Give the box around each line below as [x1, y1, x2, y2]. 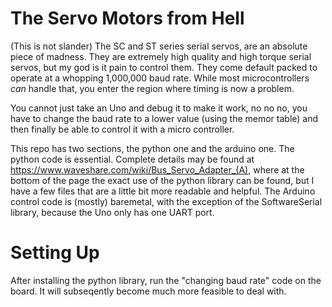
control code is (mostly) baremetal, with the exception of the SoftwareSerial [10, 195, 323, 207]
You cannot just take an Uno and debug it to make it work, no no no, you [10, 102, 308, 114]
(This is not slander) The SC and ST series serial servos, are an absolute [10, 40, 308, 52]
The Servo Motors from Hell [10, 7, 245, 30]
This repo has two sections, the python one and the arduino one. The [10, 142, 295, 154]
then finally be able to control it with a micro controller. [10, 123, 235, 135]
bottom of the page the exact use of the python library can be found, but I [10, 174, 315, 186]
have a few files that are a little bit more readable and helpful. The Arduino [10, 185, 316, 197]
